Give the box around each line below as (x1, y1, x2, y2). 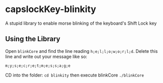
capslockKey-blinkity (5, 4, 96, 15)
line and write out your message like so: (5, 53, 88, 59)
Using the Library (5, 35, 61, 43)
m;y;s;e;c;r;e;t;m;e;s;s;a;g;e (5, 63, 71, 68)
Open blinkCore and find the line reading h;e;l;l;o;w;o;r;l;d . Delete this (5, 48, 158, 54)
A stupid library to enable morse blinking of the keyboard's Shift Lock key (5, 20, 157, 26)
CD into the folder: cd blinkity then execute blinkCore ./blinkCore (5, 72, 144, 78)
